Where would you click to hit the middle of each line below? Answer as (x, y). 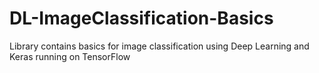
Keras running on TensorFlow (70, 56)
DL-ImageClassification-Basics (141, 18)
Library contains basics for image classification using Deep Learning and (159, 46)
